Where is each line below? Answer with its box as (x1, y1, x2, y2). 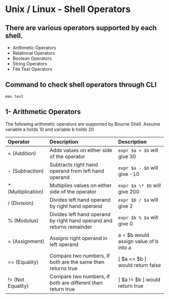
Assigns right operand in (49, 235, 108, 242)
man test (5, 94, 24, 99)
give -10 (118, 170, 140, 177)
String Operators (12, 61, 48, 66)
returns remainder (49, 223, 93, 230)
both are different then (49, 279, 103, 286)
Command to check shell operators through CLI (5, 80, 157, 89)
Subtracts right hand (49, 161, 98, 168)
